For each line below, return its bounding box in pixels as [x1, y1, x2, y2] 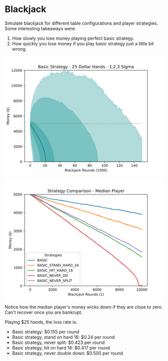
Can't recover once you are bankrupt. [5, 309, 82, 315]
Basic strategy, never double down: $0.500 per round [12, 350, 123, 356]
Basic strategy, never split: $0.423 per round [12, 339, 105, 345]
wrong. [12, 46, 27, 52]
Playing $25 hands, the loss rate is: [5, 319, 77, 325]
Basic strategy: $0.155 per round [12, 328, 79, 335]
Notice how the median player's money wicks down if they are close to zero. [5, 304, 163, 310]
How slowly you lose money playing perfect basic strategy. [12, 35, 134, 41]
